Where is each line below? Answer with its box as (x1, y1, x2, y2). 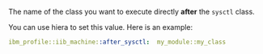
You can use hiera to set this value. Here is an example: (8, 23, 193, 31)
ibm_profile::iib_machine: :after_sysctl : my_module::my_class (8, 38, 227, 46)
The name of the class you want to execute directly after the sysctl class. (8, 7, 255, 16)
